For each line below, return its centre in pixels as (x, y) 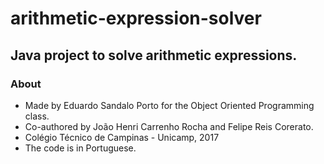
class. (37, 116)
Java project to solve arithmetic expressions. (154, 55)
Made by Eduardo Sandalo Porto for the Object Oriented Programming (169, 105)
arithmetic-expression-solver (136, 18)
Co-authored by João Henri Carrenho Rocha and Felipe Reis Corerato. (169, 126)
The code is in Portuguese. (80, 148)
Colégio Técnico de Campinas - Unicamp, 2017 (122, 137)
